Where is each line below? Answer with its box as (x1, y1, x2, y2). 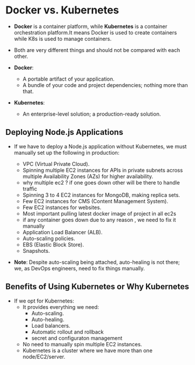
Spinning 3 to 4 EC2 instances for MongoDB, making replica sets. (22, 191, 180, 199)
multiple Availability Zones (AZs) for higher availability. (22, 173, 154, 180)
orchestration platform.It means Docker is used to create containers (13, 29, 177, 36)
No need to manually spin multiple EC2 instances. (22, 340, 142, 347)
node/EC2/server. (22, 353, 65, 360)
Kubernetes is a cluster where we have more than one (22, 347, 153, 354)
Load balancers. (31, 322, 71, 329)
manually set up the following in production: (13, 149, 120, 156)
